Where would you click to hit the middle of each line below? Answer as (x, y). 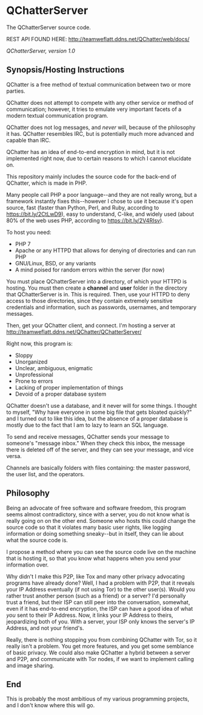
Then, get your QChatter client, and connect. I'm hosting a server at (91, 325)
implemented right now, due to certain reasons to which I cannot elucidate (99, 158)
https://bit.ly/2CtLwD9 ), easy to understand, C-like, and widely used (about (100, 214)
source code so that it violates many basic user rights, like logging (89, 527)
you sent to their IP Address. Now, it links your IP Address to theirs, (90, 615)
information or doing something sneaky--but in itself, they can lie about (95, 533)
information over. (28, 565)
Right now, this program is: (39, 344)
